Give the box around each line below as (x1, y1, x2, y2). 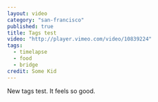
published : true (7, 23, 54, 30)
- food (13, 55, 32, 62)
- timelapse (13, 49, 48, 56)
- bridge (13, 61, 38, 68)
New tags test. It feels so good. (7, 87, 95, 95)
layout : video (7, 10, 48, 17)
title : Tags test (7, 29, 57, 37)
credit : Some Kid (7, 68, 57, 74)
